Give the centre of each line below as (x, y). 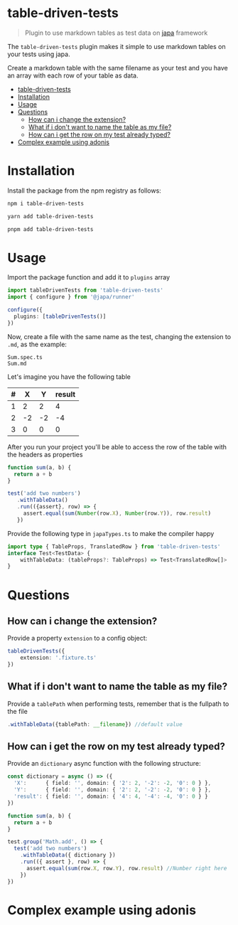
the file (18, 711)
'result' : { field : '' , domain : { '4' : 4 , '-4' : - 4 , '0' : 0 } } (111, 797)
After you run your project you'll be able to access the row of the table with (117, 447)
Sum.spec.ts (25, 357)
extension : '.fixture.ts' (59, 658)
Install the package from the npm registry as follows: (84, 191)
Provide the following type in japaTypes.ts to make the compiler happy (111, 533)
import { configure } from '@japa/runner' (71, 297)
